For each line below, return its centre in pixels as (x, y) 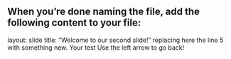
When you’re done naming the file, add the (104, 12)
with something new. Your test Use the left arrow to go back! (96, 47)
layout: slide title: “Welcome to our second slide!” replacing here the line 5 (116, 40)
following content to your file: (74, 23)
